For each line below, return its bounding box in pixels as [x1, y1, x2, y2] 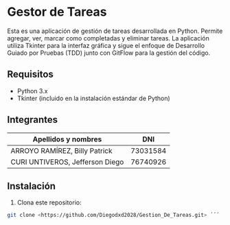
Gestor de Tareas [7, 4, 108, 20]
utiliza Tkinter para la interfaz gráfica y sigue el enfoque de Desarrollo [7, 41, 205, 49]
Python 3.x [16, 86, 48, 95]
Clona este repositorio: [16, 198, 82, 206]
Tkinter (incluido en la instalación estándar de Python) [16, 94, 170, 102]
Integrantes [7, 114, 58, 126]
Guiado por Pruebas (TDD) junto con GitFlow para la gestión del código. [7, 49, 211, 57]
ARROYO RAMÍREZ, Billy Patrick [10, 145, 113, 155]
